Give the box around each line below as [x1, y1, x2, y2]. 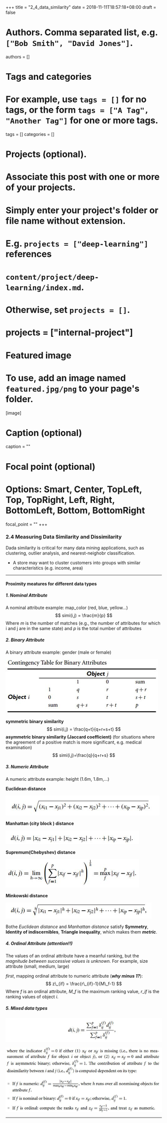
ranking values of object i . [5, 994, 59, 1000]
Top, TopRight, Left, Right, [5, 494, 115, 505]
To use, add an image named [5, 372, 126, 383]
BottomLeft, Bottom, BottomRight [5, 504, 145, 516]
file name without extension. [5, 215, 126, 226]
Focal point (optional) [5, 461, 96, 472]
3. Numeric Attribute [5, 763, 49, 769]
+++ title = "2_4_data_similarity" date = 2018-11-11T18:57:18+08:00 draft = [5, 4, 157, 10]
